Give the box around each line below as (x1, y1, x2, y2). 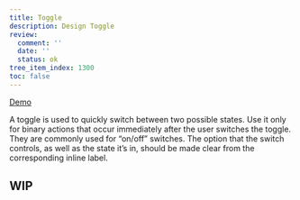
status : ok (17, 55, 59, 64)
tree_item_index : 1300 (9, 64, 95, 73)
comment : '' (17, 38, 63, 48)
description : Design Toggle (9, 22, 115, 31)
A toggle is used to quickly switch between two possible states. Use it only (9, 114, 286, 124)
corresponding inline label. (9, 152, 108, 163)
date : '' (17, 47, 50, 56)
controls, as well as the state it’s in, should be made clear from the (9, 142, 255, 153)
